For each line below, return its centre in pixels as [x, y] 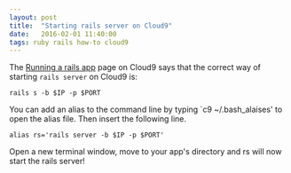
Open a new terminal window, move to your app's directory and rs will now [145, 152]
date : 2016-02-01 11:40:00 [63, 34]
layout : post [33, 17]
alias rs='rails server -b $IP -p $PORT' [87, 135]
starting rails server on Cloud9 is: [73, 77]
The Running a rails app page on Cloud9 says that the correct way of [135, 67]
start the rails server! [47, 161]
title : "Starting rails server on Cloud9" [91, 26]
